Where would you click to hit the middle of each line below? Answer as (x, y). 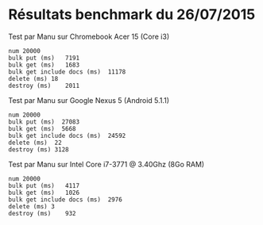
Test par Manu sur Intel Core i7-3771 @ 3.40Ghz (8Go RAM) (106, 164)
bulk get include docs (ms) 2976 (66, 200)
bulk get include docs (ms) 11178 (67, 72)
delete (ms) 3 (32, 206)
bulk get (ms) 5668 (43, 128)
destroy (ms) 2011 (44, 86)
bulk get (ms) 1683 (44, 65)
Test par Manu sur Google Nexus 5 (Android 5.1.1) (89, 100)
